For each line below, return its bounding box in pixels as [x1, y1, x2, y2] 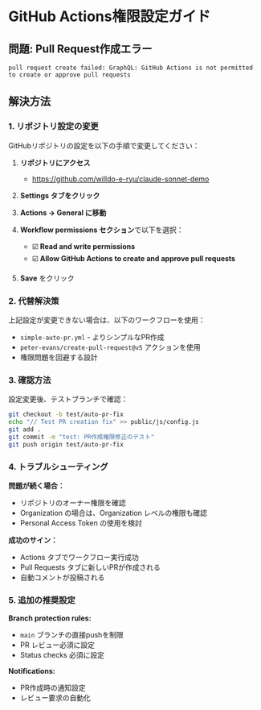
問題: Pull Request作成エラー [8, 42, 153, 56]
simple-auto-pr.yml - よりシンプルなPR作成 [19, 332, 165, 342]
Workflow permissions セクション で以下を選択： [19, 225, 184, 235]
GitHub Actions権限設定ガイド [8, 7, 211, 26]
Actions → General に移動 [19, 207, 107, 218]
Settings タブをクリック [19, 190, 100, 200]
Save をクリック [19, 273, 75, 283]
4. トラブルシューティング [8, 461, 108, 472]
